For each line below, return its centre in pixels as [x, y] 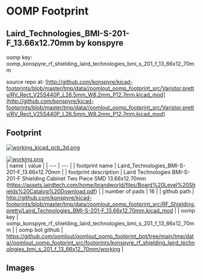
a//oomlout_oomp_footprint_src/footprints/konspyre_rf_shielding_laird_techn [101, 242]
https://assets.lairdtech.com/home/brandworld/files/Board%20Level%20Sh [102, 185]
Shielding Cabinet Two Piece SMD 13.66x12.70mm [84, 178]
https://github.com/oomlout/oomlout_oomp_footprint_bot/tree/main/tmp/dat [100, 236]
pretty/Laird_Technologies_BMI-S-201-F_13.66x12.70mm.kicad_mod [90, 210]
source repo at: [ [27, 82]
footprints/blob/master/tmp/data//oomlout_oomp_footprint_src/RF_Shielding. [101, 204]
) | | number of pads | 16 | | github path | [145, 191]
